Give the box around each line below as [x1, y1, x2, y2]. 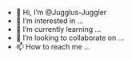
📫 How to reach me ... [15, 42, 90, 51]
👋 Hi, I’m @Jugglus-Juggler [15, 8, 107, 17]
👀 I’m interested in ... [15, 16, 84, 26]
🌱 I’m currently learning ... [15, 25, 102, 33]
